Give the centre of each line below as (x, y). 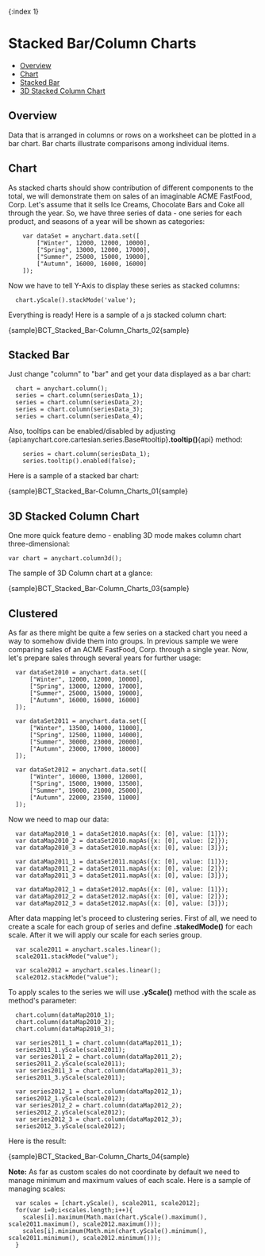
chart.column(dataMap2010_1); (65, 1015)
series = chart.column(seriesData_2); (80, 403)
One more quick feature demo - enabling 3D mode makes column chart (125, 535)
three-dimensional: (39, 544)
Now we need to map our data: (59, 819)
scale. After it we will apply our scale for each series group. (105, 935)
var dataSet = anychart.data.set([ (81, 236)
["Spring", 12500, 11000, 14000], (86, 735)
